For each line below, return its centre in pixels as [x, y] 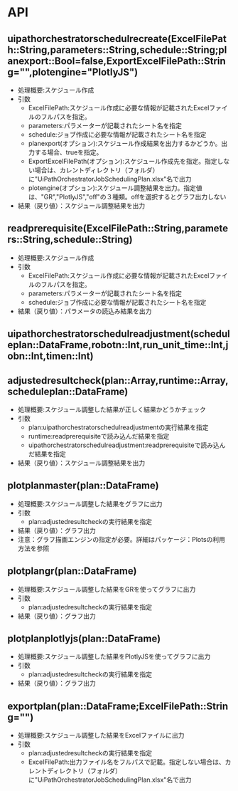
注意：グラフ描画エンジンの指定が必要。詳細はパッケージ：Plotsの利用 [121, 539]
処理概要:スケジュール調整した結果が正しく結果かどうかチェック [112, 409]
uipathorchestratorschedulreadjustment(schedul [119, 334]
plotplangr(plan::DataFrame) [72, 571]
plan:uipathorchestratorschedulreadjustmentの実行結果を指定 [118, 427]
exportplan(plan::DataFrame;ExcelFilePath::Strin [118, 706]
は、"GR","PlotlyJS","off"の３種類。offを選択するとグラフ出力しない [127, 197]
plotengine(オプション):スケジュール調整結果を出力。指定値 [115, 188]
